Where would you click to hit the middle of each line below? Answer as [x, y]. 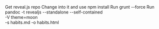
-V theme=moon [21, 17]
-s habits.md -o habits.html [32, 22]
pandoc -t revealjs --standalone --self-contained [54, 12]
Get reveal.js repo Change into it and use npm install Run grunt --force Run [80, 7]
